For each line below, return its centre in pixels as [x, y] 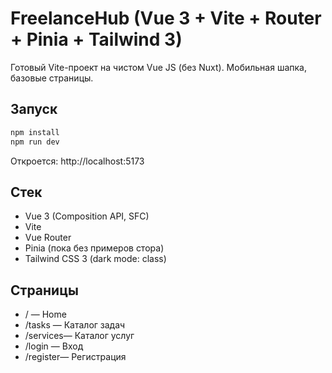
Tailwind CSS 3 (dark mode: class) [95, 259]
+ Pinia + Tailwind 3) [96, 39]
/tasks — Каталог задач [75, 325]
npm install [35, 132]
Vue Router [48, 238]
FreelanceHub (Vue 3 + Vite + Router [166, 18]
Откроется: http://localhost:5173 [77, 161]
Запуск [34, 109]
